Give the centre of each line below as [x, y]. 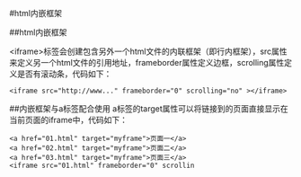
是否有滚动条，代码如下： [64, 74]
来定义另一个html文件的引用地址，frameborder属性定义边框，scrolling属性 [147, 62]
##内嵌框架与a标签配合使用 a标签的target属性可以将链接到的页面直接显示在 [149, 109]
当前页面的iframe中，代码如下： [69, 120]
